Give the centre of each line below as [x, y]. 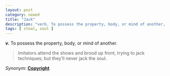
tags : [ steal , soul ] [29, 29]
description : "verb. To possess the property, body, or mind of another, [86, 24]
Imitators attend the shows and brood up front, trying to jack [81, 53]
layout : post [19, 10]
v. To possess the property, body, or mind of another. [61, 43]
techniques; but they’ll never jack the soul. [62, 58]
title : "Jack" [20, 19]
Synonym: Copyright [27, 68]
